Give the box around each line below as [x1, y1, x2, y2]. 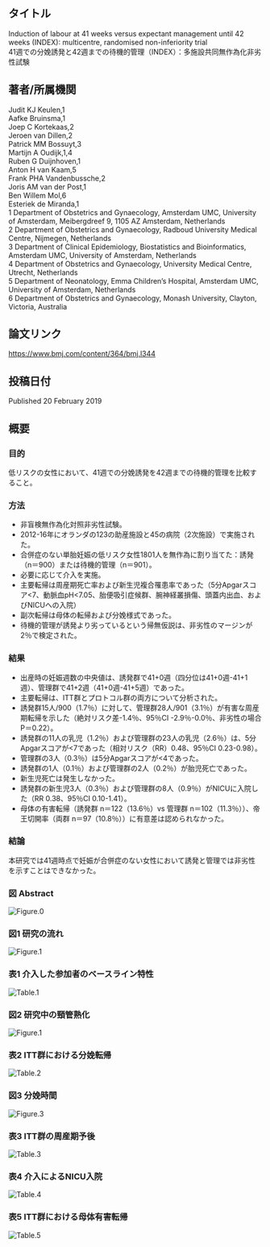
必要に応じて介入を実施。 [19, 570, 106, 580]
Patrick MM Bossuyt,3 [8, 139, 82, 148]
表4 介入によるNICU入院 [8, 1170, 103, 1182]
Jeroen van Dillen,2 [8, 131, 73, 140]
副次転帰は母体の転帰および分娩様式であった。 [19, 610, 176, 620]
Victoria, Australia [8, 301, 68, 311]
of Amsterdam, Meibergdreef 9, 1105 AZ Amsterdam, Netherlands [8, 216, 226, 226]
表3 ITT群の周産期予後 [8, 1130, 95, 1141]
